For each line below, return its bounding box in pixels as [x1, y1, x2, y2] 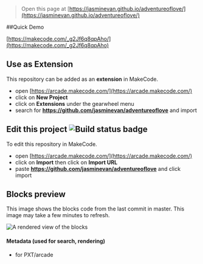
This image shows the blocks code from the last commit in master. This [6, 205, 185, 212]
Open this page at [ [21, 5, 70, 12]
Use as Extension [6, 59, 74, 69]
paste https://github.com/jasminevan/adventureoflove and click [15, 165, 181, 172]
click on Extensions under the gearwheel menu [15, 100, 135, 107]
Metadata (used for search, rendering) [6, 237, 105, 245]
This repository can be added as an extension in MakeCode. [6, 75, 159, 83]
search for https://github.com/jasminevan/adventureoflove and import [15, 106, 198, 114]
